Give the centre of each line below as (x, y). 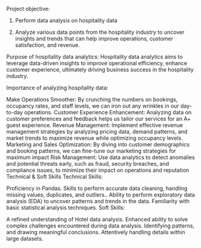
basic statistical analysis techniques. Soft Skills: (66, 207)
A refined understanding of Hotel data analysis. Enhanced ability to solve (97, 219)
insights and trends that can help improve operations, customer (94, 38)
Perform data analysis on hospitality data (66, 20)
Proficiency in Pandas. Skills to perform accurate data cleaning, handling (97, 188)
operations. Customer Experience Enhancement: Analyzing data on (108, 112)
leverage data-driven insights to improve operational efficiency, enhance (97, 63)
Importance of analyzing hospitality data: (58, 88)
